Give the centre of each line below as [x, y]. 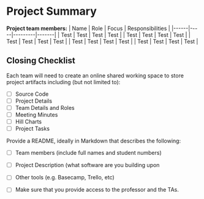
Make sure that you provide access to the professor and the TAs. [97, 190]
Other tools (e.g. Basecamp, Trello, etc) [65, 178]
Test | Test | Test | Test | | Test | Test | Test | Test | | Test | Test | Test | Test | [102, 41]
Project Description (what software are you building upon [87, 165]
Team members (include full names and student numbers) [89, 153]
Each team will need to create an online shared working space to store [95, 76]
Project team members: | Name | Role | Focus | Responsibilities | [88, 28]
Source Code [32, 94]
